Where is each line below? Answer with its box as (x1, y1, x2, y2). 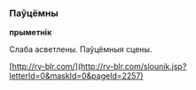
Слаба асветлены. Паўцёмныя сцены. (9, 44, 153, 55)
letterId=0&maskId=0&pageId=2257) (9, 71, 144, 81)
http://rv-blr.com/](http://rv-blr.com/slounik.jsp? (12, 61, 187, 72)
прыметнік (9, 27, 52, 38)
